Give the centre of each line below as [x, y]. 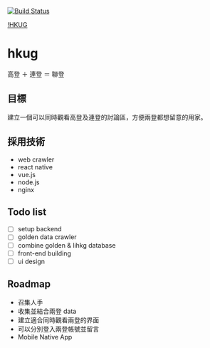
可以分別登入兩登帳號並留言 [58, 329]
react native [35, 167]
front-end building [44, 253]
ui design [31, 261]
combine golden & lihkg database [67, 245]
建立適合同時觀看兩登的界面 [58, 320]
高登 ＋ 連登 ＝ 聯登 [36, 74]
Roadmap [29, 284]
